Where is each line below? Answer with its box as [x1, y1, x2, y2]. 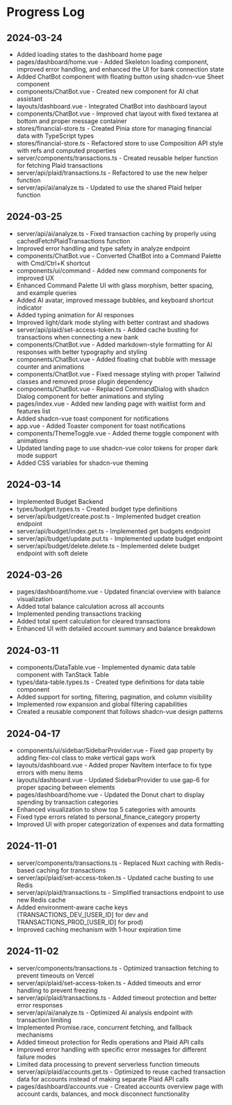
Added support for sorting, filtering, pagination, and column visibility [16, 693, 213, 701]
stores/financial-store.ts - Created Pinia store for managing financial [16, 125, 213, 132]
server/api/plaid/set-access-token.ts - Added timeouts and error [16, 978, 201, 987]
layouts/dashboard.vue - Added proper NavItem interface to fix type [16, 761, 213, 770]
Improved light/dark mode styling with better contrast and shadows [16, 318, 210, 326]
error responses [16, 1001, 63, 1009]
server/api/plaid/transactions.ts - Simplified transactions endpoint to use [16, 888, 224, 896]
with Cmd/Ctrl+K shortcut [16, 259, 91, 267]
